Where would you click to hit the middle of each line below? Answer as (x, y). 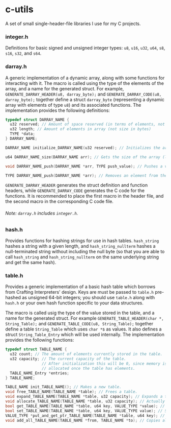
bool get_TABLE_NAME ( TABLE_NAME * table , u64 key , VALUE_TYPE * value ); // (85, 406)
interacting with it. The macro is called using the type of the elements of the (85, 83)
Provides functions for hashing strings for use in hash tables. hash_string (82, 241)
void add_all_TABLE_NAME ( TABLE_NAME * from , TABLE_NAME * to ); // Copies (83, 420)
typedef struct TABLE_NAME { (36, 349)
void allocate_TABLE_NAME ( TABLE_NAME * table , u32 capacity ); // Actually (85, 401)
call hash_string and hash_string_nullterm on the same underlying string (82, 257)
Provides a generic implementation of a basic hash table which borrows (80, 287)
